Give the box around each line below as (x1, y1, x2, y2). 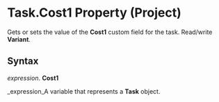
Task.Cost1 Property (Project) (7, 5, 182, 21)
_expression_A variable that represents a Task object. (7, 87, 161, 95)
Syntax (7, 56, 39, 67)
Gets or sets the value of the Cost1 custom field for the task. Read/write (7, 28, 213, 36)
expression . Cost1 (7, 74, 59, 82)
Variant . (7, 35, 31, 43)
